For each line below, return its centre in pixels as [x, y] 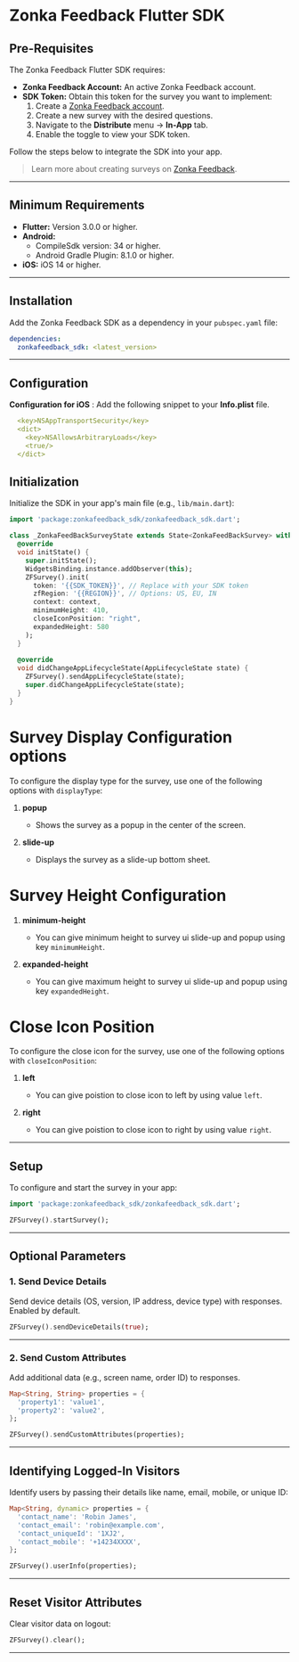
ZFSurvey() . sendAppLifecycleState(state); [105, 677]
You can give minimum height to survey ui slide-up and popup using [160, 937]
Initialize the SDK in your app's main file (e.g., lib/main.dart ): [122, 504]
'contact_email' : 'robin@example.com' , [91, 1525]
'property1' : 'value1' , [61, 1402]
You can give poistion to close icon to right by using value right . [154, 1130]
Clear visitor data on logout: [60, 1624]
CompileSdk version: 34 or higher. [98, 245]
